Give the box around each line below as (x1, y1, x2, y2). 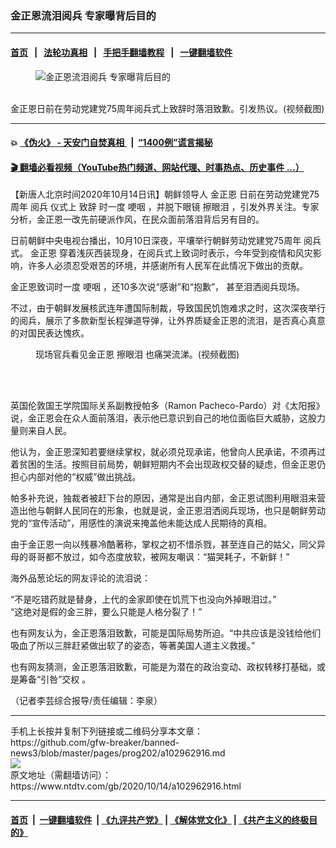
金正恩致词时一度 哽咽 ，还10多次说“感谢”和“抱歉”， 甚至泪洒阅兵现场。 (10, 281, 306, 293)
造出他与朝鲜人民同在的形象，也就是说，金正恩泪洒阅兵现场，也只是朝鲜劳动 (10, 505, 326, 517)
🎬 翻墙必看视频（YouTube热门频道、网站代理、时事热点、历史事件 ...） (10, 161, 305, 173)
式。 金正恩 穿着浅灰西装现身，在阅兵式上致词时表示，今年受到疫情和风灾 (10, 247, 313, 259)
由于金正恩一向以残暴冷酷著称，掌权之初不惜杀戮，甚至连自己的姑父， (10, 538, 300, 551)
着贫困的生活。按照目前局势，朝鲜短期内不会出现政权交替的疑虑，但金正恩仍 (10, 458, 326, 471)
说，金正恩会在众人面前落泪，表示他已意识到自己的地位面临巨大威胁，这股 (10, 412, 317, 424)
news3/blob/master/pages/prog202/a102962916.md (10, 747, 226, 759)
